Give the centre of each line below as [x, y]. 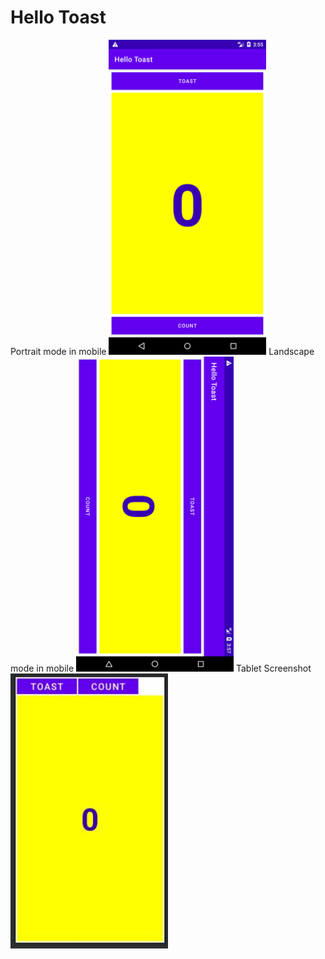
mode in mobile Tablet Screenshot [161, 668]
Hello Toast [58, 17]
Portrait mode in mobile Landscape [162, 351]
